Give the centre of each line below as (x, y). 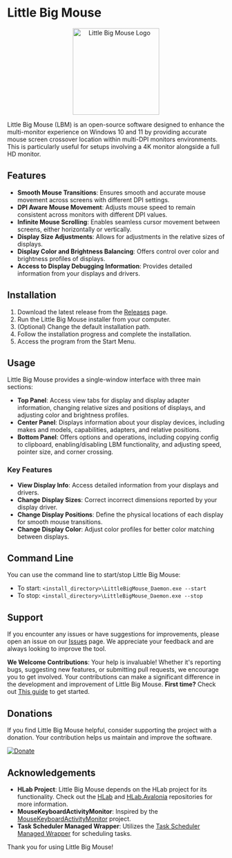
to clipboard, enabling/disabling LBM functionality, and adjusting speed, (119, 445)
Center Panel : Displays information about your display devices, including (121, 422)
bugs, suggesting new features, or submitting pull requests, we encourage (113, 670)
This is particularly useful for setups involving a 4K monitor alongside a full (113, 146)
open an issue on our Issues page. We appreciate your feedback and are (110, 641)
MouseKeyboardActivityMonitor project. (74, 819)
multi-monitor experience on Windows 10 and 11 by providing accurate (107, 132)
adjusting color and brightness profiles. (73, 415)
